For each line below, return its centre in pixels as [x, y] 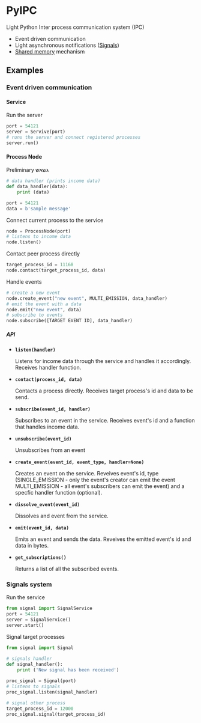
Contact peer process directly [43, 254]
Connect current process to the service [55, 220]
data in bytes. [32, 546]
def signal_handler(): [34, 664]
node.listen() [24, 242]
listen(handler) [35, 350]
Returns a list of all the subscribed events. [67, 569]
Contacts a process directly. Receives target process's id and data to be [104, 391]
